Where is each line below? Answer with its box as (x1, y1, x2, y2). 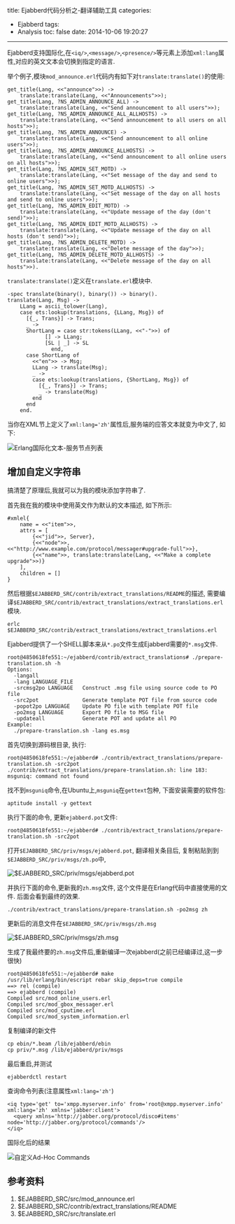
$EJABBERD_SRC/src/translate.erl (17, 1209, 116, 1218)
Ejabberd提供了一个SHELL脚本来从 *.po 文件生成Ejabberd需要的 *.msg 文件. (7, 639, 218, 648)
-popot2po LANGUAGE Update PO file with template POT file (13, 702, 199, 710)
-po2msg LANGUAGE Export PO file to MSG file (13, 709, 164, 716)
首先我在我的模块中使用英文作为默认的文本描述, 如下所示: (7, 501, 173, 509)
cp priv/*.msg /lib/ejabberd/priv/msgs (7, 1046, 124, 1053)
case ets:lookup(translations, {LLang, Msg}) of (20, 309, 164, 316)
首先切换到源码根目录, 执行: (7, 740, 87, 748)
